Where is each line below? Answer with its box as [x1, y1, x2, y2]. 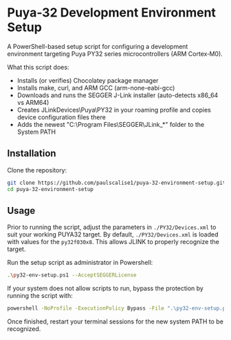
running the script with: [7, 292, 74, 300]
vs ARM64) [16, 98, 49, 106]
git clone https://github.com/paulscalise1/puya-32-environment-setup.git [7, 179, 226, 186]
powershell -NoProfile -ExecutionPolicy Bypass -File [7, 305, 165, 312]
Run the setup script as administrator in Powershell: [7, 259, 153, 267]
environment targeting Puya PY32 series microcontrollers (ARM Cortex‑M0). [7, 50, 223, 58]
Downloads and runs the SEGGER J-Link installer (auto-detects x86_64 [16, 91, 219, 99]
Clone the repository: [7, 166, 67, 174]
